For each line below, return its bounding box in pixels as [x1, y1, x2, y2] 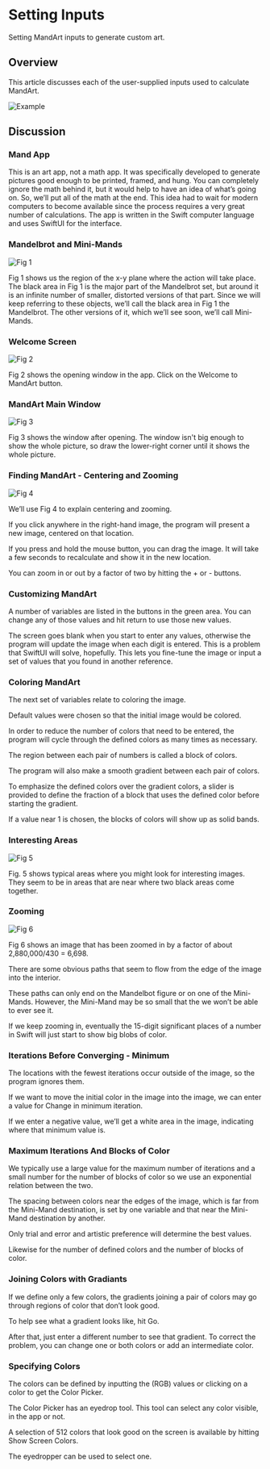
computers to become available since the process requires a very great [8, 202, 246, 211]
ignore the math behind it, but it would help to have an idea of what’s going [8, 184, 256, 195]
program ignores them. [8, 1077, 85, 1086]
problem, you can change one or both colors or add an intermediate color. [8, 1340, 254, 1350]
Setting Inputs [8, 6, 105, 24]
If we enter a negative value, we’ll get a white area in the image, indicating [8, 1116, 254, 1127]
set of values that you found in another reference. [8, 656, 173, 666]
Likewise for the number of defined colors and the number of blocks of [8, 1245, 244, 1254]
